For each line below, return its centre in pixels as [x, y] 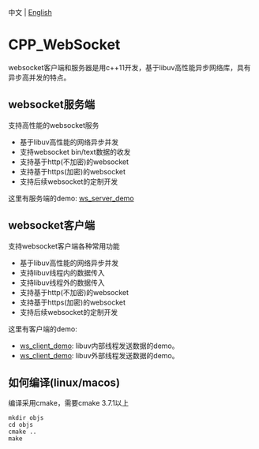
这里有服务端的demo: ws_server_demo [71, 198]
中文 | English [30, 12]
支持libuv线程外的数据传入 [62, 282]
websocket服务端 [52, 105]
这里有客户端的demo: [43, 329]
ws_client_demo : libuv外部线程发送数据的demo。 [99, 355]
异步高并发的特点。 [39, 77]
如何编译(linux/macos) [64, 382]
